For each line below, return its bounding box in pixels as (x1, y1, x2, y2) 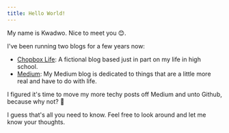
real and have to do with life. (16, 76, 97, 85)
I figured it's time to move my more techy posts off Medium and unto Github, (7, 90, 222, 98)
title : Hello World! (7, 10, 66, 17)
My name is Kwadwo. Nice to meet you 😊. (7, 29, 126, 37)
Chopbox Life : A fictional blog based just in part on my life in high (16, 55, 202, 63)
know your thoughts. (7, 117, 66, 126)
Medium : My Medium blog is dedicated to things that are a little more (16, 70, 211, 78)
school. (16, 62, 38, 70)
